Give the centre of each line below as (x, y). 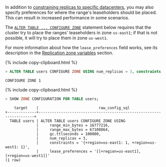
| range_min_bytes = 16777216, (73, 125)
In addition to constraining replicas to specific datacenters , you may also (80, 7)
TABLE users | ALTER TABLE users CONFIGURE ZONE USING (68, 121)
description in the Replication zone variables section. (59, 53)
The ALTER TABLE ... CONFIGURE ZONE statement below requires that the (78, 27)
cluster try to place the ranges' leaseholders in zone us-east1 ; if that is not (81, 33)
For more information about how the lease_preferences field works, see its (81, 47)
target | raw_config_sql (72, 108)
